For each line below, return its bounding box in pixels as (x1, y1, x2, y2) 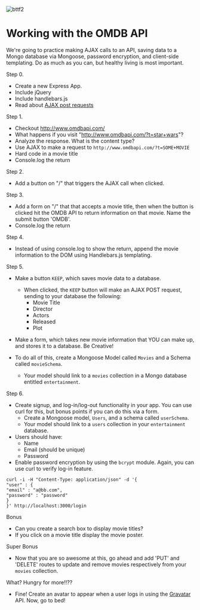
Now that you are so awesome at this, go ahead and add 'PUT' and (14, 554, 180, 562)
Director (32, 305, 53, 312)
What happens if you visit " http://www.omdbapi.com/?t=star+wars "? (14, 131, 184, 138)
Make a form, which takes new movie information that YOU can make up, (14, 336, 195, 343)
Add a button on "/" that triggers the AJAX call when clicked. (14, 180, 165, 187)
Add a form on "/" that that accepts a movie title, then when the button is (14, 202, 194, 210)
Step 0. (6, 71, 24, 78)
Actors (32, 311, 50, 318)
